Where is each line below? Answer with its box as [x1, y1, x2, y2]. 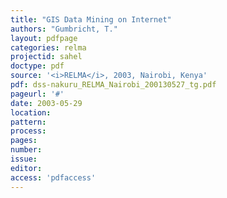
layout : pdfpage [10, 33, 78, 43]
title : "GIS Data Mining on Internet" [10, 14, 172, 25]
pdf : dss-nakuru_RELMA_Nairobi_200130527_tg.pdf [10, 80, 217, 90]
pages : [10, 136, 38, 146]
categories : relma [10, 42, 87, 53]
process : [10, 126, 47, 136]
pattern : [10, 117, 47, 127]
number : [10, 145, 43, 155]
